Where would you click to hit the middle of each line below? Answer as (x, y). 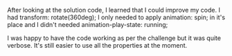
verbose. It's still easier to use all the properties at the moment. (97, 45)
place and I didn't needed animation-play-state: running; (88, 25)
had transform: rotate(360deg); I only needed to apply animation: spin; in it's (116, 17)
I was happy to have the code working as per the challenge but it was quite (114, 38)
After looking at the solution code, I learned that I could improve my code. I (114, 10)
